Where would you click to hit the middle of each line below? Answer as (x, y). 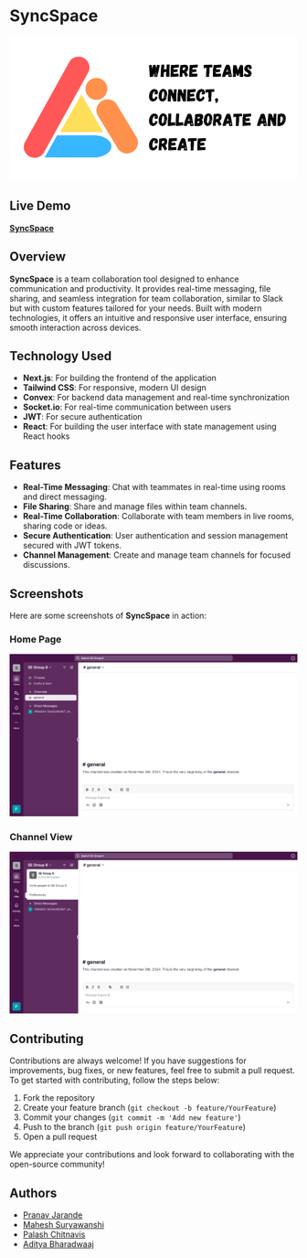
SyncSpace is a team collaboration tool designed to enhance (124, 279)
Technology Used (61, 356)
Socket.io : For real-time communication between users (127, 407)
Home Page (36, 639)
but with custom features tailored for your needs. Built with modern (136, 308)
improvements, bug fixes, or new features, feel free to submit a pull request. (152, 1071)
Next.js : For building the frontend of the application (120, 378)
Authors (33, 1193)
